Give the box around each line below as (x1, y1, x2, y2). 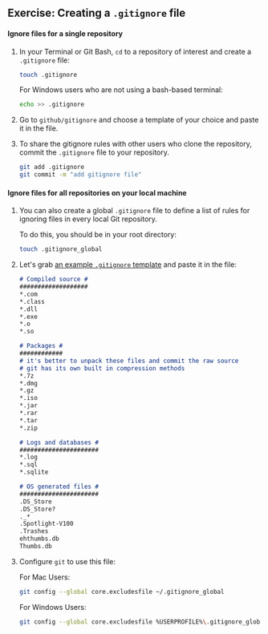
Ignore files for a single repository (7, 28, 124, 38)
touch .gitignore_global (18, 245, 103, 253)
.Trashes (18, 527, 49, 535)
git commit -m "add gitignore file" (18, 171, 142, 179)
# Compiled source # (18, 276, 88, 284)
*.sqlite (18, 468, 49, 476)
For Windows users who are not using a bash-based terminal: (18, 85, 224, 95)
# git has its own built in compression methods (18, 364, 185, 372)
